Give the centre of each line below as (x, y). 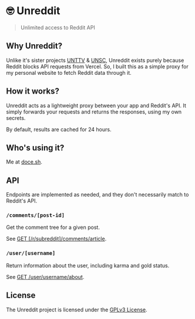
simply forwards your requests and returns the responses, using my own (94, 112)
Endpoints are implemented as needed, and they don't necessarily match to (97, 195)
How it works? (33, 92)
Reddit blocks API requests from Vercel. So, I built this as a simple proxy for (97, 67)
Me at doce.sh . (24, 162)
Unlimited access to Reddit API (58, 27)
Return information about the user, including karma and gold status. (88, 265)
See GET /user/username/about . (45, 277)
